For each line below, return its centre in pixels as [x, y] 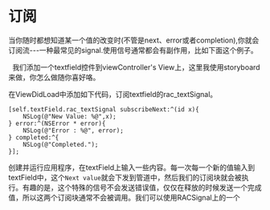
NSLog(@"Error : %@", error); [74, 130]
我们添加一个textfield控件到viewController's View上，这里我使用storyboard [136, 67]
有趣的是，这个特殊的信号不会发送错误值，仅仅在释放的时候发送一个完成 [142, 187]
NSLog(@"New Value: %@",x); [70, 116]
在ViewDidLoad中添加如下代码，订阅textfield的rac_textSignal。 [113, 94]
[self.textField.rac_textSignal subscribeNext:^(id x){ [104, 109]
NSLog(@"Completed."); [61, 144]
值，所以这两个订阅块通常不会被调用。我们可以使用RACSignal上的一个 [124, 197]
